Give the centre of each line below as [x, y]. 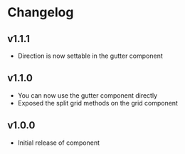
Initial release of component [59, 143]
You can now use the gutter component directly [88, 95]
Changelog [41, 12]
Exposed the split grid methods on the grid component [97, 103]
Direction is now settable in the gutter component [90, 56]
